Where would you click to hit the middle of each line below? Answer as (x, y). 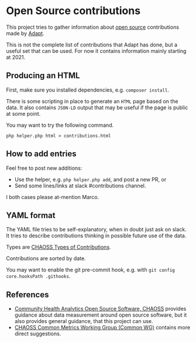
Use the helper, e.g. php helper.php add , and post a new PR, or (90, 179)
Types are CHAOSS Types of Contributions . (59, 247)
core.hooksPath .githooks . (38, 276)
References (27, 295)
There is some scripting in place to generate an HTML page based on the (92, 101)
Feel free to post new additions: (44, 168)
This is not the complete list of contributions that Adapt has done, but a (92, 45)
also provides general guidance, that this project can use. (84, 321)
